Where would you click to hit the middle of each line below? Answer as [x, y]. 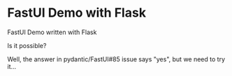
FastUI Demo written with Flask [52, 32]
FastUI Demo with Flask [77, 13]
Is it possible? [27, 45]
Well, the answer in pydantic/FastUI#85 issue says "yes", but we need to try [116, 59]
